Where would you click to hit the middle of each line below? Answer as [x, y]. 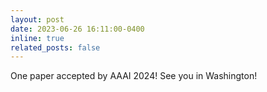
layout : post [37, 19]
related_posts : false [55, 47]
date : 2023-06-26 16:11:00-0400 [77, 29]
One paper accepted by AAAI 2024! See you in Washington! [134, 76]
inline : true [37, 38]
